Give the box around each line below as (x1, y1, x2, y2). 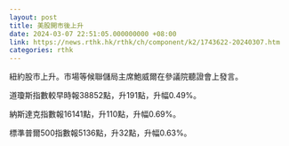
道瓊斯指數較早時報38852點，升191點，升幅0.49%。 (9, 90, 202, 101)
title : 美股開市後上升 (9, 21, 84, 30)
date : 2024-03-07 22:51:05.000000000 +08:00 (9, 29, 177, 38)
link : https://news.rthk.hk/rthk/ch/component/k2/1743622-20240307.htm (9, 37, 280, 47)
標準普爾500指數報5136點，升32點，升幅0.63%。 (9, 127, 192, 138)
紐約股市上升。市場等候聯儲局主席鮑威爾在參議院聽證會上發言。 (9, 72, 243, 82)
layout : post (9, 12, 58, 22)
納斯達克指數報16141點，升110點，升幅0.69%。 (9, 109, 181, 119)
